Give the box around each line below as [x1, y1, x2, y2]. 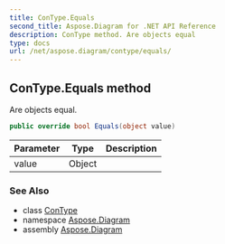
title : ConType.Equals [9, 13, 95, 23]
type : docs [9, 38, 51, 48]
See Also [9, 184, 50, 197]
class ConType [22, 205, 79, 216]
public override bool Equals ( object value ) [9, 121, 176, 131]
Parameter [14, 142, 61, 155]
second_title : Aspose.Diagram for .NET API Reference [9, 22, 217, 31]
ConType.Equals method [9, 80, 152, 96]
